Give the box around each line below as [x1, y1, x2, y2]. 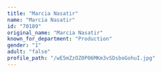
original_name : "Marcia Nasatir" [7, 29, 103, 36]
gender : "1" [7, 42, 41, 49]
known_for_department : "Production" [7, 36, 112, 43]
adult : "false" [7, 49, 51, 56]
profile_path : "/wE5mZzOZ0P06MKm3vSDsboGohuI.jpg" [7, 55, 156, 62]
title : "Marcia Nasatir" [7, 10, 79, 17]
